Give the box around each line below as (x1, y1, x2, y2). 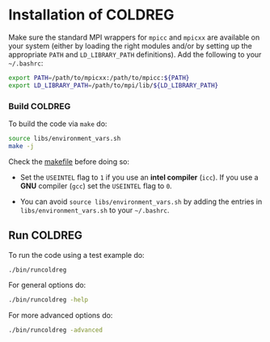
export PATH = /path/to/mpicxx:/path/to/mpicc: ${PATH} (8, 74, 190, 82)
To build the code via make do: (8, 119, 108, 129)
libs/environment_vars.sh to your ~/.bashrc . (19, 205, 170, 215)
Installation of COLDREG (8, 6, 175, 24)
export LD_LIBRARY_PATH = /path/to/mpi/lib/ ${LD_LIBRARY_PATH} (8, 81, 219, 90)
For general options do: (8, 281, 86, 290)
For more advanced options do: (8, 310, 113, 320)
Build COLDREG (8, 100, 71, 112)
